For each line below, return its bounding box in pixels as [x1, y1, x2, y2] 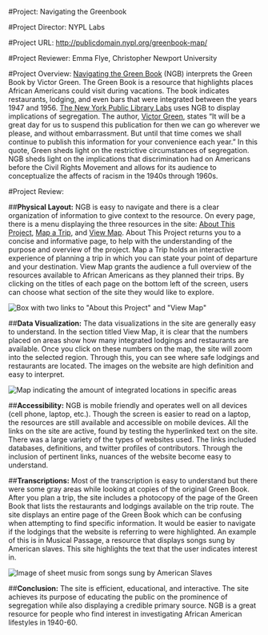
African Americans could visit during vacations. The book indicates [8, 86, 230, 95]
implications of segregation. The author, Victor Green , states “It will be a [8, 111, 246, 121]
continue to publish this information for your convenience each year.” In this [8, 137, 258, 147]
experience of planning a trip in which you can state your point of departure [8, 253, 258, 263]
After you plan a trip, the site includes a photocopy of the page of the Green [8, 493, 258, 502]
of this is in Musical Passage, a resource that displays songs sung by [8, 536, 235, 544]
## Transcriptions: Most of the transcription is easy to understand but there [8, 476, 258, 485]
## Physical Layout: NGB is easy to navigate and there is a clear [8, 202, 220, 212]
